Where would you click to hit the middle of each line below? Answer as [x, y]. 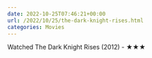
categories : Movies [36, 27]
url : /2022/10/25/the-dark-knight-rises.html [75, 21]
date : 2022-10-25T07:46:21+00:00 [57, 14]
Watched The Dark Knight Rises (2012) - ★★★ [77, 47]
